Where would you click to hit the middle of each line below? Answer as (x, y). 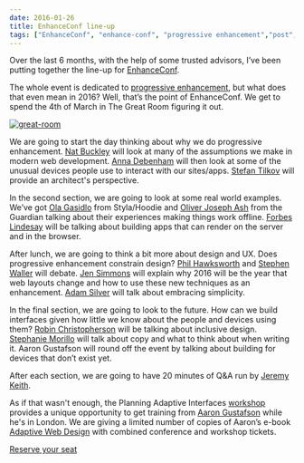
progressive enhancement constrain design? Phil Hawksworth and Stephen (149, 264)
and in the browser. (45, 236)
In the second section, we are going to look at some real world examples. (146, 198)
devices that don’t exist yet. (61, 358)
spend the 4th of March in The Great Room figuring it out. (117, 107)
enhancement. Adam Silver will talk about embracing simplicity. (128, 293)
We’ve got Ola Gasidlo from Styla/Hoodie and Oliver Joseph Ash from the (146, 207)
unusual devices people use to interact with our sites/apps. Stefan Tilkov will (152, 171)
